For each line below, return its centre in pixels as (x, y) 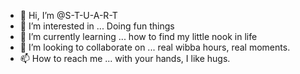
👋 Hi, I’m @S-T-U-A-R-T (68, 15)
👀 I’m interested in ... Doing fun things (97, 26)
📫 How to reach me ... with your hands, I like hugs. (125, 58)
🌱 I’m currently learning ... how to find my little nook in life (138, 36)
